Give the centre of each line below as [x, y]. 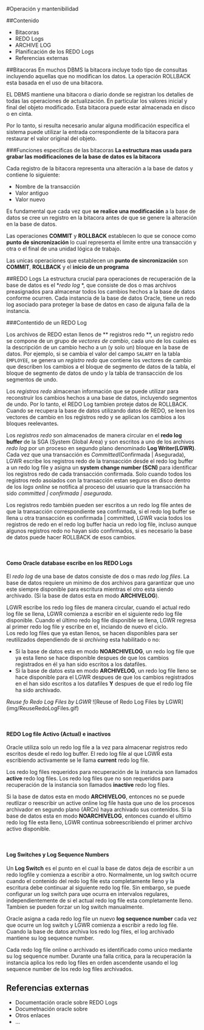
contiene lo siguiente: [33, 175]
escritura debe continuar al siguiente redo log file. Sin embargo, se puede [98, 887]
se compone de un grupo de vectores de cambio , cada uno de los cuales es [101, 341]
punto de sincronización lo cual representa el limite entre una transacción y [101, 242]
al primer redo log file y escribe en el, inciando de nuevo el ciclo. [87, 627]
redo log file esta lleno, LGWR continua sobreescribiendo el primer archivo [99, 823]
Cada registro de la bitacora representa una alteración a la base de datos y [100, 168]
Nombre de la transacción [47, 187]
